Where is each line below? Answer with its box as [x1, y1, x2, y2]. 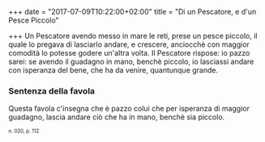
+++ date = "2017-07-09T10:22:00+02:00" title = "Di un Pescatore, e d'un [8, 7, 257, 16]
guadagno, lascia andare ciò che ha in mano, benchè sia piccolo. [8, 112, 225, 122]
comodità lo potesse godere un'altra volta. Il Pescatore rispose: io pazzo [8, 48, 250, 57]
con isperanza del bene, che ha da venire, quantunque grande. [8, 65, 219, 75]
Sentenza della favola [8, 85, 96, 96]
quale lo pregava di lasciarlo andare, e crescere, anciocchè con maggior [8, 40, 250, 49]
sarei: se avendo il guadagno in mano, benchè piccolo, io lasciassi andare [8, 56, 254, 66]
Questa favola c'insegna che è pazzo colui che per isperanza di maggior [8, 104, 250, 114]
